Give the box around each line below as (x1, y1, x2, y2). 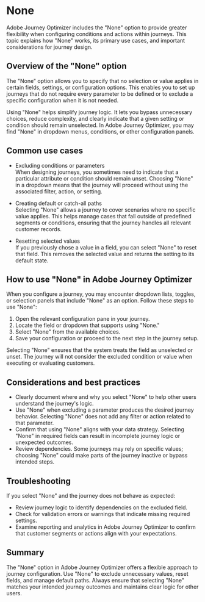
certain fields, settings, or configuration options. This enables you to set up (6, 84, 195, 91)
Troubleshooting (6, 476, 71, 486)
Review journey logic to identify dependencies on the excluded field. (15, 504, 188, 511)
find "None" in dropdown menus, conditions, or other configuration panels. (6, 127, 195, 135)
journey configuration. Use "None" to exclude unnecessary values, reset (6, 570, 189, 577)
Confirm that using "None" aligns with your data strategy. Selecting (15, 426, 185, 433)
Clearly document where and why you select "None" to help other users (15, 393, 197, 401)
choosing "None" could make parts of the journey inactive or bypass (15, 452, 188, 459)
